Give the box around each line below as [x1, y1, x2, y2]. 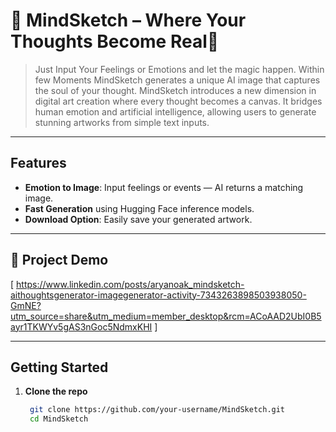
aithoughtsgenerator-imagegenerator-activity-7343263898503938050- [10, 289, 307, 301]
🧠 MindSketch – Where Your [10, 9, 247, 32]
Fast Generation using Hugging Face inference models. [24, 202, 255, 214]
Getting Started [10, 359, 109, 376]
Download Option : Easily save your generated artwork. [24, 213, 253, 225]
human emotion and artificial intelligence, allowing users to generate [34, 105, 317, 118]
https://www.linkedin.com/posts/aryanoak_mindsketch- [16, 278, 245, 290]
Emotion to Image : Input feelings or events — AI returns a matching [24, 181, 304, 193]
